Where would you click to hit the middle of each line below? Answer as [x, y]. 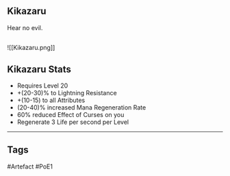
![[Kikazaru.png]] [31, 48]
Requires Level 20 [42, 86]
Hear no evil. [25, 27]
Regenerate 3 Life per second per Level [73, 122]
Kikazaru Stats [39, 69]
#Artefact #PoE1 [30, 166]
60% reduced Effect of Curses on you [71, 115]
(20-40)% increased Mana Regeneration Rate [81, 108]
